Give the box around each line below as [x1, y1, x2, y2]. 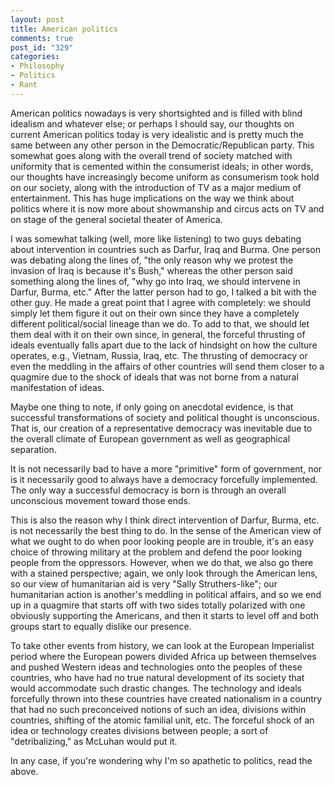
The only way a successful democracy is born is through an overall [10, 484, 287, 496]
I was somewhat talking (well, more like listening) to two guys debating [10, 232, 302, 245]
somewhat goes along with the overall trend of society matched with [10, 149, 293, 161]
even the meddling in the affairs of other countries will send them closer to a [10, 360, 325, 372]
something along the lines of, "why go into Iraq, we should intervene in [10, 275, 301, 287]
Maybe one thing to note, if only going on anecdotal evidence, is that [10, 401, 294, 413]
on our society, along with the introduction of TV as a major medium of [10, 181, 302, 193]
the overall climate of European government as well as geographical [10, 432, 291, 445]
